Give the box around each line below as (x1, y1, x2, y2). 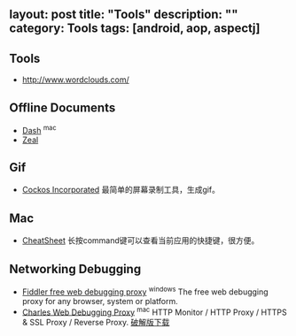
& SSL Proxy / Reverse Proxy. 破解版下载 (21, 317, 170, 328)
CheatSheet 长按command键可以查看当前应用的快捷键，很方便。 (21, 235, 260, 246)
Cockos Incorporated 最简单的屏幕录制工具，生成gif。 (21, 185, 220, 195)
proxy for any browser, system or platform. (21, 295, 179, 306)
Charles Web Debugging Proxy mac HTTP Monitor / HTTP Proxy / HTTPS (21, 305, 287, 317)
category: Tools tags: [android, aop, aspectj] (9, 21, 261, 36)
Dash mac (21, 124, 57, 135)
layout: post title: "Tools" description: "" (9, 7, 238, 22)
